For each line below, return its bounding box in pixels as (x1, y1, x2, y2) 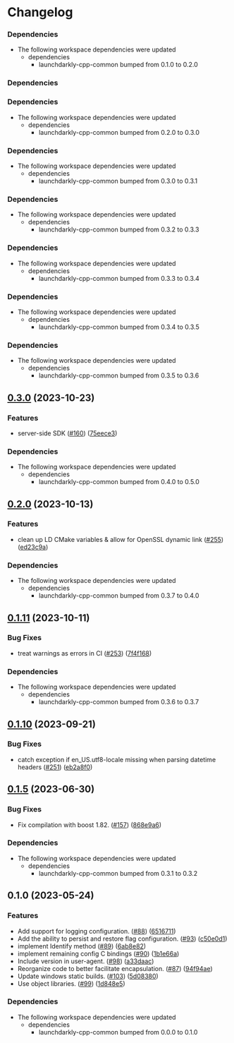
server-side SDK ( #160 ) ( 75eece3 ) (17, 428, 118, 438)
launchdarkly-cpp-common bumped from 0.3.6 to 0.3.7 (38, 698, 199, 706)
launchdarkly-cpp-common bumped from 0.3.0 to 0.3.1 (38, 177, 198, 185)
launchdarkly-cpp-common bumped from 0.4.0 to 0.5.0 (38, 478, 199, 486)
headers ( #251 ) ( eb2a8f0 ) (17, 763, 93, 771)
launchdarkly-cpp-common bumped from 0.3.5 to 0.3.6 (38, 371, 199, 380)
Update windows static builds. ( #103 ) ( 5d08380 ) (17, 972, 159, 980)
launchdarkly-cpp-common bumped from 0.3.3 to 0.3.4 (38, 274, 199, 282)
